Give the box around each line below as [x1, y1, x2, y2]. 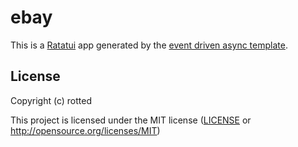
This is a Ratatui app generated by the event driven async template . [10, 39, 288, 51]
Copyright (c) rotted [10, 94, 92, 106]
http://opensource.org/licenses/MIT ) [10, 124, 161, 136]
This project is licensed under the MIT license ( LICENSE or [10, 114, 252, 126]
